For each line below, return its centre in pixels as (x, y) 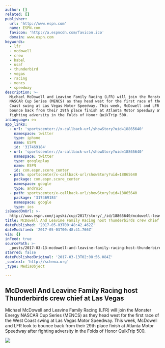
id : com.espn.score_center (41, 170)
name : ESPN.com (25, 28)
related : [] (17, 14)
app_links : (16, 124)
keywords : (15, 42)
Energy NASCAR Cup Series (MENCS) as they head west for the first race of (82, 315)
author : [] (16, 10)
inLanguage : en (21, 120)
